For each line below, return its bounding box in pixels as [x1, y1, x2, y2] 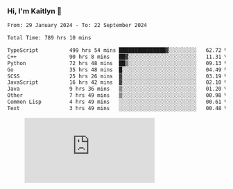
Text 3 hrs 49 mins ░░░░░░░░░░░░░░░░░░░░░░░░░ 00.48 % [7, 105, 228, 111]
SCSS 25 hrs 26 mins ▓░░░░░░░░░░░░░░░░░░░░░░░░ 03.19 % [7, 73, 228, 80]
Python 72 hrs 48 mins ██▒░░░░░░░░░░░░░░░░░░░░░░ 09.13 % [7, 60, 228, 66]
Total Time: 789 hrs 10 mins [7, 35, 92, 42]
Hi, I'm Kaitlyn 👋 [7, 6, 62, 16]
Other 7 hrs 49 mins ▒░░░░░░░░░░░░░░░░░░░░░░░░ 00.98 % [7, 92, 228, 99]
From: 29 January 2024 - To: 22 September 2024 [7, 22, 148, 29]
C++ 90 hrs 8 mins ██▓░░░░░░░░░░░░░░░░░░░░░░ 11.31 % [7, 53, 228, 60]
